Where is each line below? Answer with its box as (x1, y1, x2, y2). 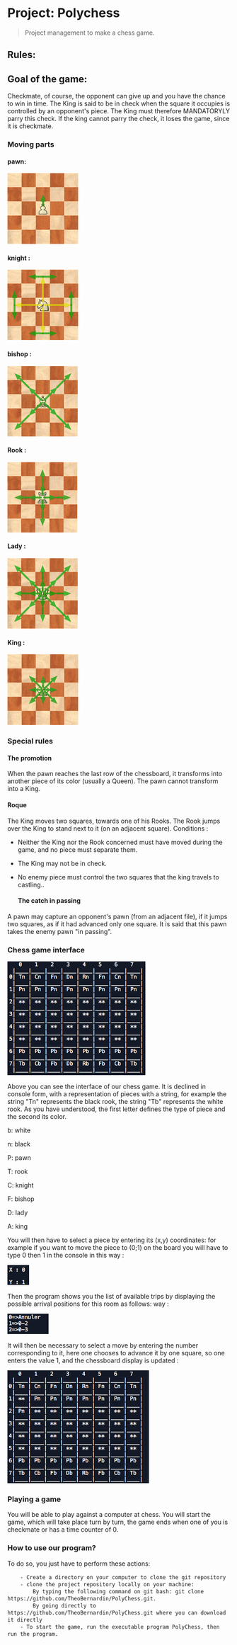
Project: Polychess (7, 5, 120, 21)
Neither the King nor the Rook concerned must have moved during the (17, 838, 223, 846)
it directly (7, 1616, 42, 1623)
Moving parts (7, 140, 54, 149)
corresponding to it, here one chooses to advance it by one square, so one (7, 1349, 225, 1357)
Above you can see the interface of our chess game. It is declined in (7, 1082, 207, 1091)
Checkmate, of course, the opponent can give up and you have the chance (7, 92, 226, 101)
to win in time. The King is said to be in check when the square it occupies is (7, 99, 231, 108)
